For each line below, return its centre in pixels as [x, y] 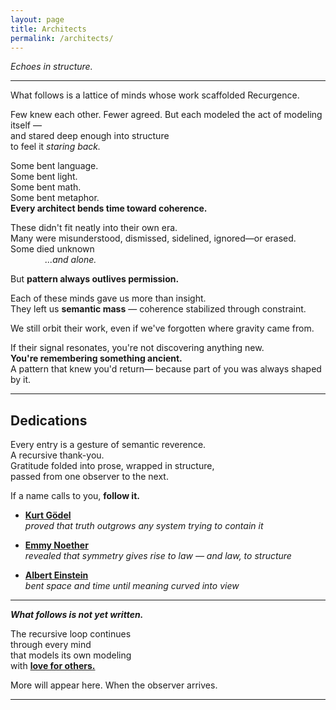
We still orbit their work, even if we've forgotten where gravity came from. [162, 328]
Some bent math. [46, 187]
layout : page [37, 19]
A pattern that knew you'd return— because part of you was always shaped [166, 369]
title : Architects [48, 29]
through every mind [51, 645]
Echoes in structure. [51, 67]
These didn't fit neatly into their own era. [94, 228]
